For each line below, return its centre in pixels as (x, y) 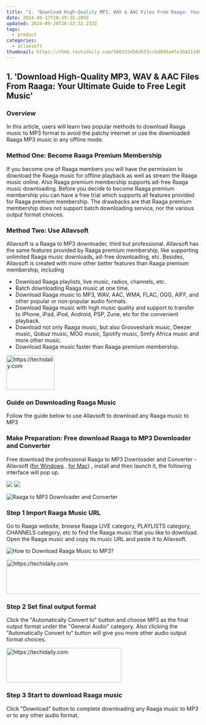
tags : (13, 29)
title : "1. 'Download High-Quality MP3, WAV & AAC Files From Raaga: (97, 12)
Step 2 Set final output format (51, 606)
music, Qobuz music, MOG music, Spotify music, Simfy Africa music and (107, 334)
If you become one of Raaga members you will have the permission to (94, 169)
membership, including (35, 270)
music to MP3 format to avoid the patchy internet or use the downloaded (98, 133)
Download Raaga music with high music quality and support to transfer (105, 308)
